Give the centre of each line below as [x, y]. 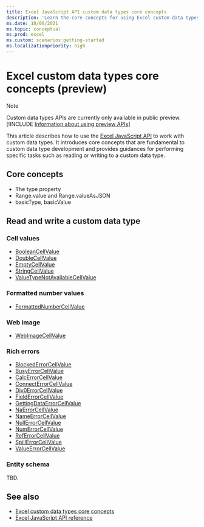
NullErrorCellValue [38, 423]
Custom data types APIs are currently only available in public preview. [93, 117]
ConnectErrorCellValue [44, 384]
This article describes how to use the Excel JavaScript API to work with [95, 136]
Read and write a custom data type [73, 221]
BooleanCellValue [37, 252]
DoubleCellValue [36, 258]
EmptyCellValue [35, 265]
